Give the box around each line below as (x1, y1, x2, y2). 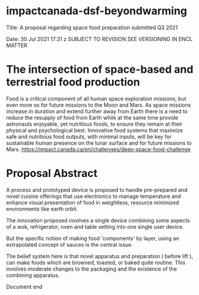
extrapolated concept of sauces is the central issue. (6, 241, 134, 248)
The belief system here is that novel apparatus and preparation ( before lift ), (6, 252, 193, 260)
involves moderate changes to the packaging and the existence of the (6, 265, 177, 272)
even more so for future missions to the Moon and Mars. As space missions (6, 101, 191, 108)
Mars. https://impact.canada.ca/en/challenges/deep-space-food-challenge (6, 145, 191, 153)
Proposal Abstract (6, 167, 98, 180)
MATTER (6, 42, 28, 49)
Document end (6, 283, 43, 290)
